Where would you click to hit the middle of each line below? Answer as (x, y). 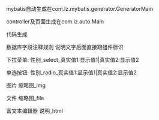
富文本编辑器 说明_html (34, 111)
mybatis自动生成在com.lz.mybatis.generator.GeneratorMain (80, 9)
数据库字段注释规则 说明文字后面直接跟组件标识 (65, 47)
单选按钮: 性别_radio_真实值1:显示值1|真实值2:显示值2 (71, 73)
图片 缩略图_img (26, 85)
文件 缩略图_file (25, 98)
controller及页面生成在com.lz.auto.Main (55, 22)
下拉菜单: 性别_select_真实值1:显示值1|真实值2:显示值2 (73, 60)
